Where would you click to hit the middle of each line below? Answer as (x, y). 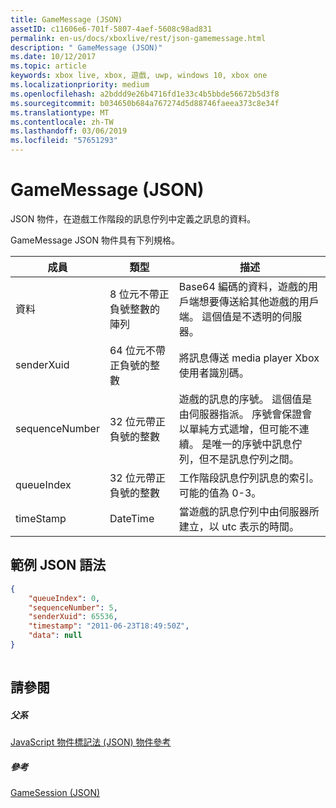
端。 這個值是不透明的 (230, 316)
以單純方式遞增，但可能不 (239, 429)
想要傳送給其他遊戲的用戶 (259, 301)
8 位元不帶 (134, 294)
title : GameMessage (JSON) (66, 19)
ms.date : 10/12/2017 (53, 57)
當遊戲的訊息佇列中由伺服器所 (249, 511)
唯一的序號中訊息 (252, 444)
